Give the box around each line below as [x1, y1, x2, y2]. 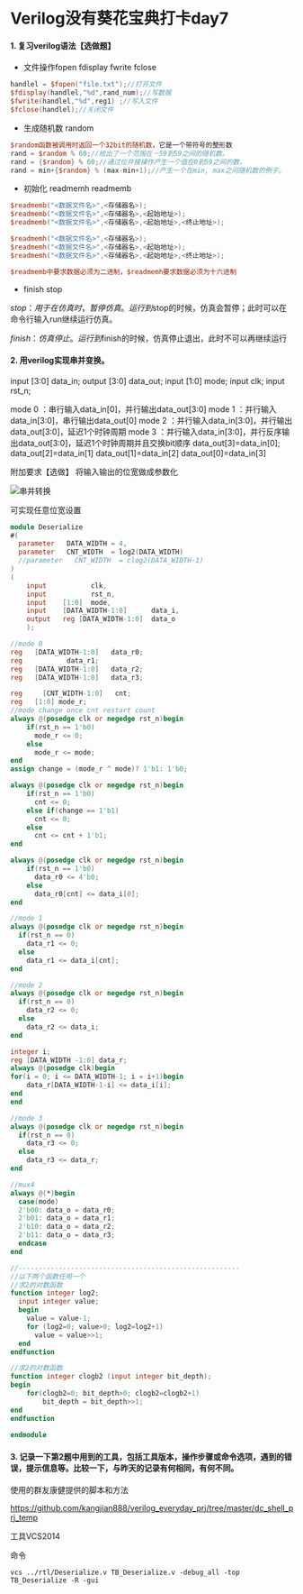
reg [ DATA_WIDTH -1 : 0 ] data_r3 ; [10, 673, 144, 682]
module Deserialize [10, 522, 84, 532]
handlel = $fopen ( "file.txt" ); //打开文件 [10, 80, 163, 89]
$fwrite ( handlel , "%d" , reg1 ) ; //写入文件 [10, 96, 158, 106]
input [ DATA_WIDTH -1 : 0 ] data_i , [26, 606, 180, 616]
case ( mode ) [18, 1196, 59, 1206]
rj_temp [10, 1512, 39, 1523]
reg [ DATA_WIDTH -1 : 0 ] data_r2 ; [10, 664, 144, 673]
